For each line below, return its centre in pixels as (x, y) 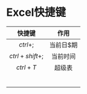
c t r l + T (26, 67)
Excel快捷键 (36, 12)
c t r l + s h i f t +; (27, 56)
